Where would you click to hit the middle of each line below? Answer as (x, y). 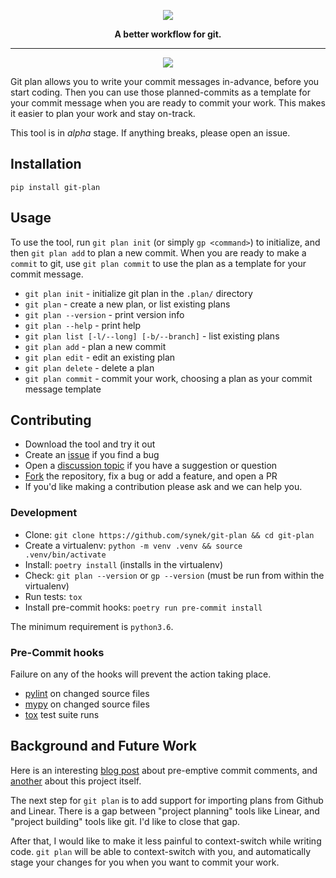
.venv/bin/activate (65, 555)
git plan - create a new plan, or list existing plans (127, 304)
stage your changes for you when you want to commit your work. (145, 862)
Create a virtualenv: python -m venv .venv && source (133, 545)
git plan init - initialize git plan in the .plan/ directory (138, 293)
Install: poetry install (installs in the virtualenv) (124, 564)
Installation (46, 164)
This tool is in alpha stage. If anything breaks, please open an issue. (150, 133)
